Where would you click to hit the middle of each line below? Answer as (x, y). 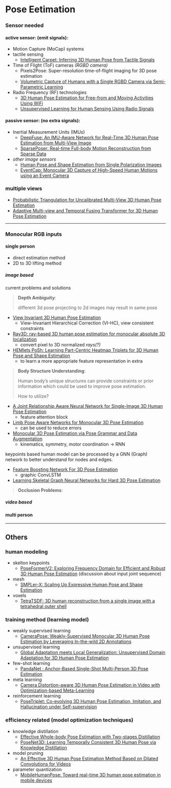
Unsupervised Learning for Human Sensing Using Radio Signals (87, 109)
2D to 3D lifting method (37, 263)
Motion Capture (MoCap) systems (48, 49)
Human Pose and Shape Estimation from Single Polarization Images (91, 164)
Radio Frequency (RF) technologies (50, 93)
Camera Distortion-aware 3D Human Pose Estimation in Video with (90, 685)
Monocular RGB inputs (34, 234)
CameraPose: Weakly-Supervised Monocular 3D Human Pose (85, 636)
